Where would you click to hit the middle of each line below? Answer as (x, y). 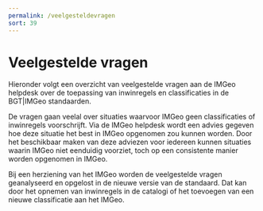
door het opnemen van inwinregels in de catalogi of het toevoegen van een (131, 191)
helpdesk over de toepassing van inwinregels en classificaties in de (118, 93)
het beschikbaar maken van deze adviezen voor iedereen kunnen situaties (130, 142)
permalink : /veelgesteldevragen (62, 16)
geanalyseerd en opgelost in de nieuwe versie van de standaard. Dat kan (128, 183)
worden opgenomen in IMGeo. (58, 159)
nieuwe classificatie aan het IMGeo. (66, 200)
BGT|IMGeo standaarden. (50, 101)
